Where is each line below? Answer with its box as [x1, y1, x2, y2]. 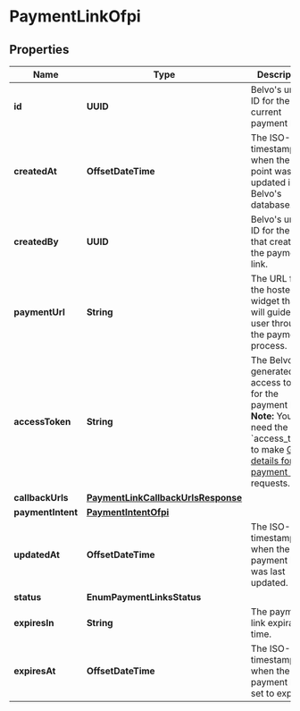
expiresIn [13, 617, 54, 629]
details [250, 454, 279, 467]
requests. [250, 477, 290, 489]
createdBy [13, 235, 60, 248]
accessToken [13, 416, 71, 427]
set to [250, 687, 275, 699]
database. [250, 199, 293, 211]
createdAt [13, 165, 58, 177]
